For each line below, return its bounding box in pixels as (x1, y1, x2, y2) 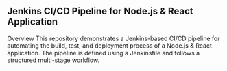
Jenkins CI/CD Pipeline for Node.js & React (7, 5, 193, 17)
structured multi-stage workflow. (7, 56, 100, 64)
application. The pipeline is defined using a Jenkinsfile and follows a (7, 48, 200, 57)
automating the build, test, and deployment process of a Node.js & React (7, 41, 213, 50)
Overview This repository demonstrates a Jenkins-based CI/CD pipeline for (7, 34, 220, 42)
